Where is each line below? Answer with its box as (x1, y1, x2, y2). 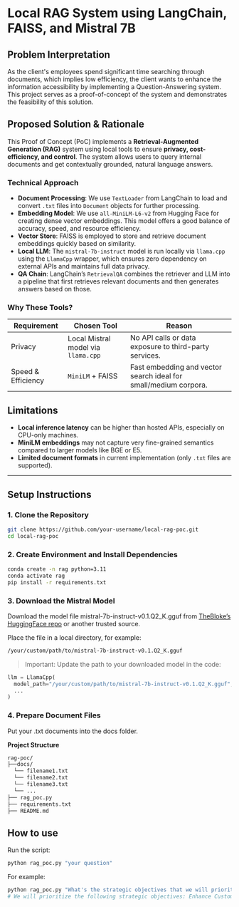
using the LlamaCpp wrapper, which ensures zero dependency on (17, 254, 208, 263)
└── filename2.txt (14, 774, 69, 782)
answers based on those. (17, 285, 92, 294)
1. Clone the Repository (7, 509, 89, 519)
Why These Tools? (7, 303, 73, 313)
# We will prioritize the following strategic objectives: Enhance (7, 893, 212, 900)
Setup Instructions (7, 488, 92, 500)
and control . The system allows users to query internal (41, 152, 201, 161)
